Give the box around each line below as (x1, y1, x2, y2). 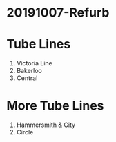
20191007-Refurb (6, 5, 110, 21)
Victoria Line (16, 59, 53, 68)
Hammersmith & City (16, 121, 76, 129)
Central (16, 74, 38, 82)
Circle (16, 128, 34, 136)
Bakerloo (16, 67, 43, 75)
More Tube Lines (6, 98, 104, 114)
